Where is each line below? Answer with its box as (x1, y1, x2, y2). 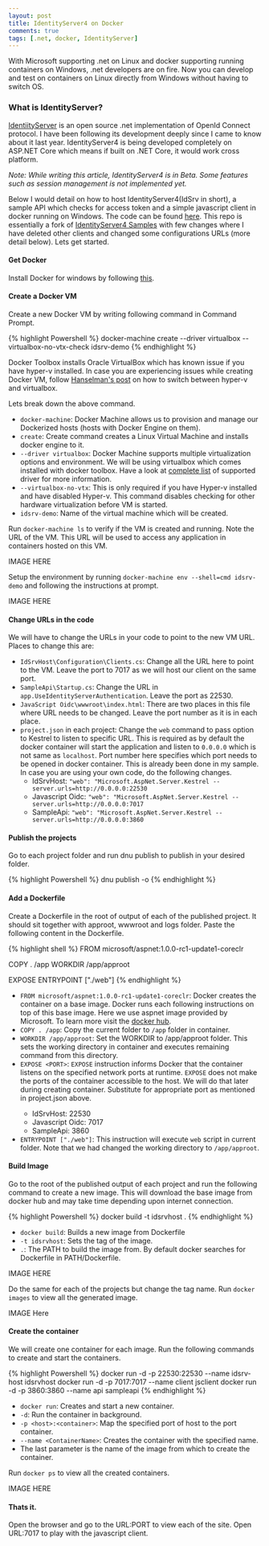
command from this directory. (19, 1050, 119, 1060)
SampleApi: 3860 (31, 1126, 90, 1135)
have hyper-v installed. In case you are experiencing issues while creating (8, 366, 254, 375)
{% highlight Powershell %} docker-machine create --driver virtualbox (8, 333, 241, 342)
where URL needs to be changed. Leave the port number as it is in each (19, 708, 258, 718)
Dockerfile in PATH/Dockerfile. (19, 1253, 121, 1262)
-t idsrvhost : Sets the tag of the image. (19, 1236, 153, 1245)
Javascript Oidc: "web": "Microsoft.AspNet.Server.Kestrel (31, 792, 229, 802)
